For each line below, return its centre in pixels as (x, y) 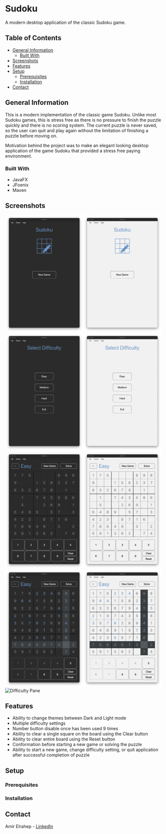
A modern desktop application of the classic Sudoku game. (66, 22)
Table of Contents (33, 38)
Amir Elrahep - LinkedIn (29, 826)
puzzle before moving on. (31, 136)
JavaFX (20, 179)
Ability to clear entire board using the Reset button (64, 739)
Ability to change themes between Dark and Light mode (69, 718)
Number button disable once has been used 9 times (65, 729)
